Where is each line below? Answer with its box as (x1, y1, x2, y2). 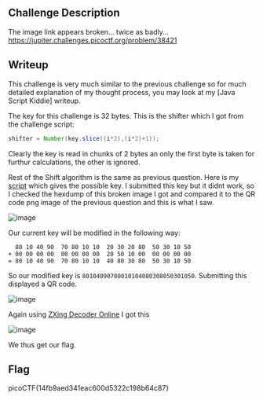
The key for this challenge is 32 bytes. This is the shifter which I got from (8, 111, 244, 120)
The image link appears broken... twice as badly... (8, 27, 169, 36)
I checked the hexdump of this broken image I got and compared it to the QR (8, 189, 256, 199)
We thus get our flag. (8, 339, 76, 349)
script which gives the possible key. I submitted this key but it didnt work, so (8, 181, 255, 190)
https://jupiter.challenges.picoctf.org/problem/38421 (8, 35, 177, 45)
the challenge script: (8, 119, 75, 129)
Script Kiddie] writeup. (8, 96, 81, 105)
